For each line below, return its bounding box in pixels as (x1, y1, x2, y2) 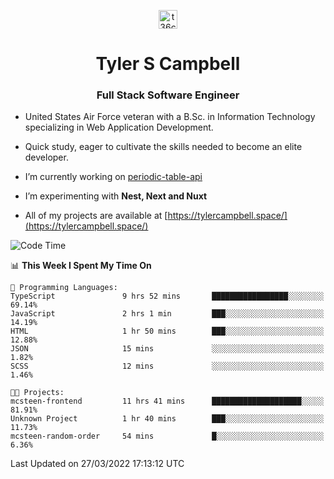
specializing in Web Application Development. (24, 121, 214, 134)
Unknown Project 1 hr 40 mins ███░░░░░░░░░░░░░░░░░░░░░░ (10, 414, 325, 424)
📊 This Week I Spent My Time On (10, 260, 152, 272)
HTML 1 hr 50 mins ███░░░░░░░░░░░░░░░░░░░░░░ (10, 326, 325, 337)
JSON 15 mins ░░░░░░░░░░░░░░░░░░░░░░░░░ (10, 344, 325, 354)
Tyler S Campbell (95, 53, 241, 75)
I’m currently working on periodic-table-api (24, 171, 203, 183)
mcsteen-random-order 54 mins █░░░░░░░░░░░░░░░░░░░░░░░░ (10, 431, 325, 442)
